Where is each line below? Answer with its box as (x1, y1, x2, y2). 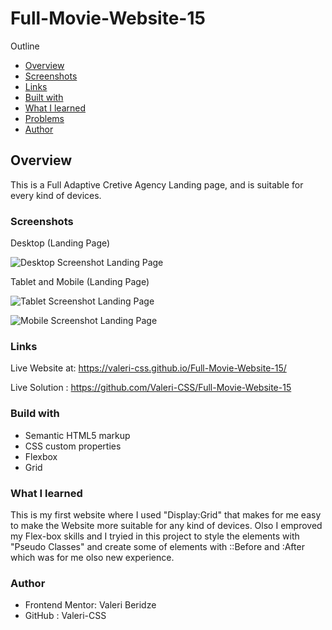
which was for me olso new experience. (10, 551, 175, 563)
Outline (10, 40, 40, 52)
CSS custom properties (24, 440, 122, 452)
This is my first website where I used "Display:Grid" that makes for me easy (10, 508, 322, 521)
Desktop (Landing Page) (10, 237, 111, 249)
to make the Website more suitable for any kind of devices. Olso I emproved (10, 519, 323, 531)
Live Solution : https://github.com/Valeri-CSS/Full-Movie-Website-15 (10, 382, 292, 394)
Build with (10, 407, 60, 421)
